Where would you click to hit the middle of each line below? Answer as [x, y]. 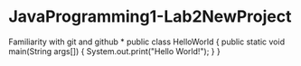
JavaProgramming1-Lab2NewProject [150, 17]
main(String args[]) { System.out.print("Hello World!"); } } [114, 51]
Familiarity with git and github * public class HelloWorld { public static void [147, 42]
